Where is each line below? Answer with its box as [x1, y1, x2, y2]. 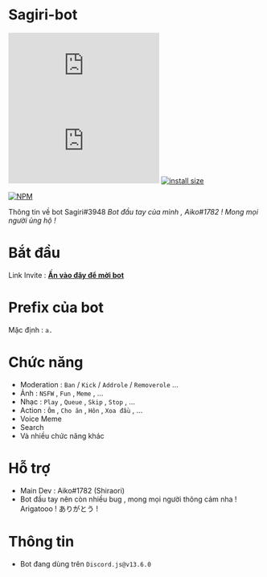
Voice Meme [19, 414, 62, 424]
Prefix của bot [8, 299, 105, 317]
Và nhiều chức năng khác [19, 431, 105, 440]
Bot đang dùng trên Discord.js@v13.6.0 [19, 559, 151, 568]
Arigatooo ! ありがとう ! [19, 504, 99, 514]
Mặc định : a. [8, 325, 53, 334]
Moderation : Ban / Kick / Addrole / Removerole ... [19, 379, 179, 389]
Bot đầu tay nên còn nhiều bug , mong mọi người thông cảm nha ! [19, 494, 237, 504]
